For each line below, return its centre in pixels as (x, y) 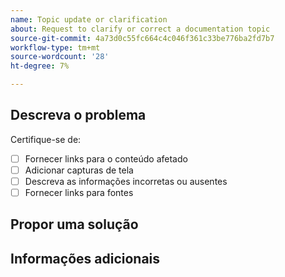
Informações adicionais (85, 258)
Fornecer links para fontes (79, 192)
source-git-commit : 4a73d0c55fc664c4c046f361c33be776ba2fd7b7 (142, 38)
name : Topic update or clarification (89, 19)
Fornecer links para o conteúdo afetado (106, 158)
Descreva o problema (78, 115)
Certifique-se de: (46, 139)
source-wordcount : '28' (60, 57)
